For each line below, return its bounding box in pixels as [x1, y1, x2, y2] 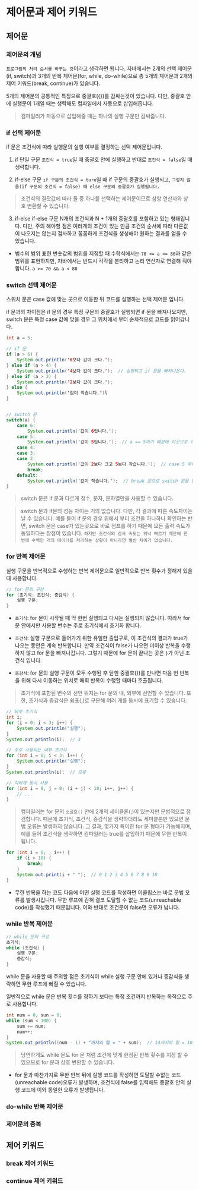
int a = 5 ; [6, 335, 33, 341]
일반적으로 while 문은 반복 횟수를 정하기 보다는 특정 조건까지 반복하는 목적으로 [6, 993, 187, 1000]
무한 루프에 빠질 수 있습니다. [21, 980, 87, 987]
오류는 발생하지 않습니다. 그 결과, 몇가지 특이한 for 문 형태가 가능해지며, [27, 823, 192, 830]
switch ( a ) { [6, 417, 36, 423]
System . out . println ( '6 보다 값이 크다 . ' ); [17, 357, 113, 363]
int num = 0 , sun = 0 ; [6, 1012, 62, 1018]
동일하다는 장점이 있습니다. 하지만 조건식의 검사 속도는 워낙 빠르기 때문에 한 [20, 530, 188, 537]
